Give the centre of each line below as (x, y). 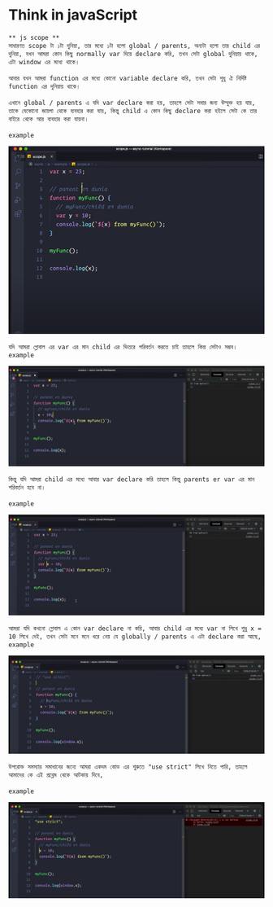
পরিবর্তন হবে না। (27, 488)
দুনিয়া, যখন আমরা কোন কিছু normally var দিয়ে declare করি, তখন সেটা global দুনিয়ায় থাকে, (133, 54)
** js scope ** (34, 37)
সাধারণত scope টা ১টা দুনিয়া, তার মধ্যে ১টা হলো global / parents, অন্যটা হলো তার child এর (134, 46)
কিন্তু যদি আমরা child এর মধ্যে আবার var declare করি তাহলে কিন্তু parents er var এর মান (132, 480)
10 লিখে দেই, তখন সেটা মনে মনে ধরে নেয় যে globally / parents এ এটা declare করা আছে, (135, 637)
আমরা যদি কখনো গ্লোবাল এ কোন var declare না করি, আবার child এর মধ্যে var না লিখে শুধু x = (135, 629)
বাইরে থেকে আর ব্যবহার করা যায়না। (49, 119)
